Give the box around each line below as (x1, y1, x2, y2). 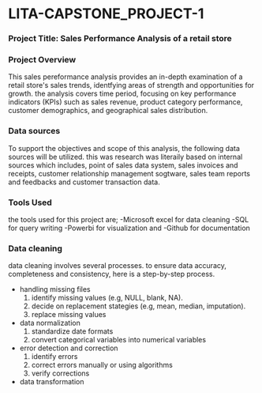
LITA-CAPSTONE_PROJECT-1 (8, 5, 204, 23)
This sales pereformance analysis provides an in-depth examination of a (8, 72, 243, 81)
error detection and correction (19, 343, 118, 353)
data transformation (19, 377, 84, 387)
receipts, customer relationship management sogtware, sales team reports (8, 168, 251, 178)
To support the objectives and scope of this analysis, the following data (8, 143, 241, 153)
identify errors (31, 352, 78, 361)
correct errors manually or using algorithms (31, 361, 174, 370)
